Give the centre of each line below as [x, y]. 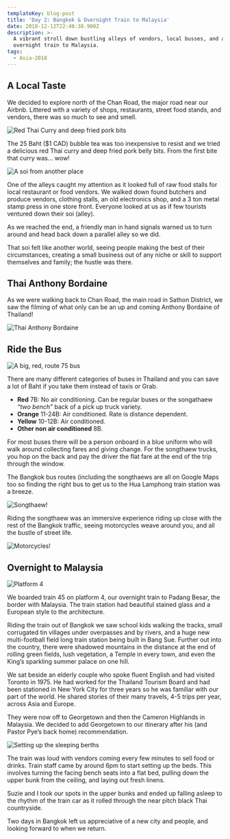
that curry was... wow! [38, 158]
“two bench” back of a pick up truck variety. [79, 407]
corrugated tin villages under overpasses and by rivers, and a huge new [108, 632]
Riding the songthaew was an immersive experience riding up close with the [115, 518]
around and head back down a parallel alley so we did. [84, 234]
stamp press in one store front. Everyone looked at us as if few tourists [107, 206]
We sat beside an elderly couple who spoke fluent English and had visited [111, 675]
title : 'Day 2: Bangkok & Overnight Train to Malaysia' [88, 20]
